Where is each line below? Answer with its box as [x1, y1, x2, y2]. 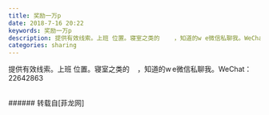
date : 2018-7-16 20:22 [8, 19, 84, 27]
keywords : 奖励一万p [8, 26, 72, 34]
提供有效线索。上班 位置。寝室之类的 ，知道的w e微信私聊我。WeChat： [8, 65, 252, 74]
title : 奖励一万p [8, 11, 62, 20]
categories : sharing [8, 42, 78, 50]
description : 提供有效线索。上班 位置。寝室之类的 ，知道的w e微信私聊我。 [8, 34, 245, 42]
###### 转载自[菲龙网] [8, 98, 85, 108]
